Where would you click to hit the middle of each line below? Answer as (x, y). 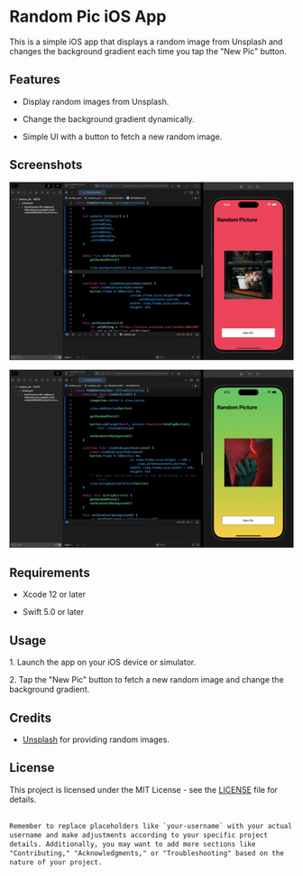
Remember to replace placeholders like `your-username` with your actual (151, 826)
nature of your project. (56, 862)
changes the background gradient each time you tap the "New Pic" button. (148, 51)
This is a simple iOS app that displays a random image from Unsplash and (146, 42)
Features (35, 80)
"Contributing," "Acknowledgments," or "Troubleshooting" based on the (147, 853)
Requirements (50, 573)
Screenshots (46, 165)
